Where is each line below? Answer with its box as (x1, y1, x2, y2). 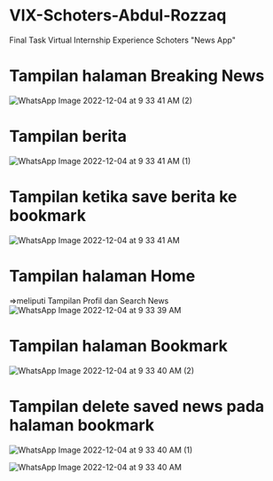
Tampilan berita (9, 126, 127, 146)
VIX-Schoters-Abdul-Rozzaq (9, 5, 227, 26)
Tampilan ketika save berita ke (9, 187, 238, 207)
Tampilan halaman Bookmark (9, 335, 228, 356)
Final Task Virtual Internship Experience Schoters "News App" (9, 35, 237, 45)
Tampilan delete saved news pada (9, 396, 265, 416)
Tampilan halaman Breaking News (9, 66, 265, 86)
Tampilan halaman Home (9, 265, 196, 286)
